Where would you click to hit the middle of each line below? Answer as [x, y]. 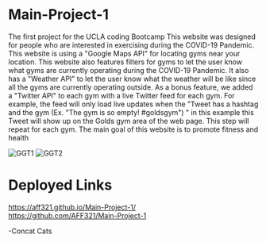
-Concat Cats [30, 231]
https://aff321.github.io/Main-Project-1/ [72, 207]
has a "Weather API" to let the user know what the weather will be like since [132, 79]
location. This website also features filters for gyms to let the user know [125, 62]
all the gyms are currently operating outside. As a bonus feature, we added [131, 87]
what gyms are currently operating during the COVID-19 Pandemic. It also [129, 70]
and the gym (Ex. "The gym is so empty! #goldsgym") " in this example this [131, 112]
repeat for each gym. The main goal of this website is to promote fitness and [133, 129]
